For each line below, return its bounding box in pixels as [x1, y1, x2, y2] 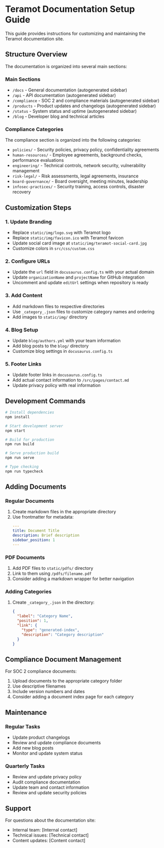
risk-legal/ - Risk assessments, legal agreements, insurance [12, 173, 139, 179]
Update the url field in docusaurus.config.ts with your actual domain [12, 269, 155, 275]
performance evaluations [12, 157, 64, 163]
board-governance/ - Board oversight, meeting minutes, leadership [12, 178, 148, 184]
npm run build [5, 442, 35, 447]
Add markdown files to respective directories [12, 303, 105, 309]
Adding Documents [5, 483, 67, 491]
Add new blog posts [12, 745, 54, 751]
